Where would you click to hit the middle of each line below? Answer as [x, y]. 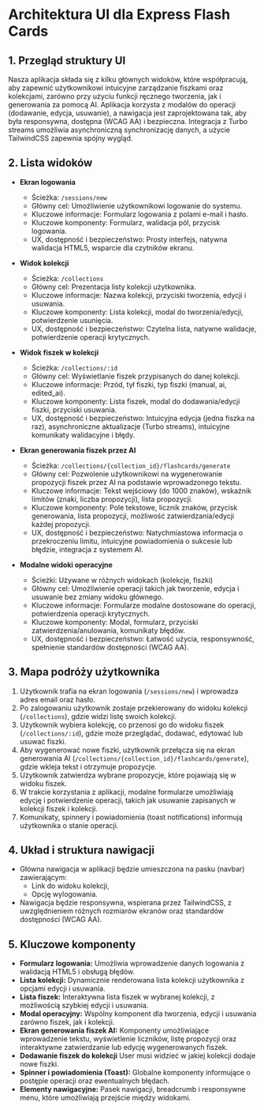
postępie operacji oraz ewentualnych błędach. [95, 1081]
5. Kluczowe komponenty [72, 944]
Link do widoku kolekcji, [70, 886]
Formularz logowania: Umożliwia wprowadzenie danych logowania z [132, 963]
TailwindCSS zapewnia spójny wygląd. [71, 138]
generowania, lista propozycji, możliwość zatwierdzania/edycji [133, 516]
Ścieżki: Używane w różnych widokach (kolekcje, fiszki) [122, 580]
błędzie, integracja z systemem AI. [87, 549]
